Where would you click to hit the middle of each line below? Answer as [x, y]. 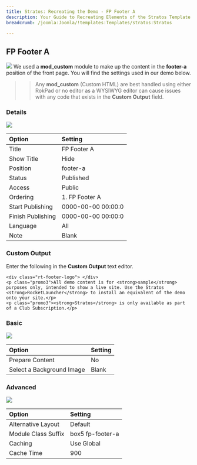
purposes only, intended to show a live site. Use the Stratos [85, 287]
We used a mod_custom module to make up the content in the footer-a [100, 67]
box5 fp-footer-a [95, 434]
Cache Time [26, 453]
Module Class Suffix [37, 434]
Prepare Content [32, 360]
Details [16, 112]
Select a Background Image [47, 370]
